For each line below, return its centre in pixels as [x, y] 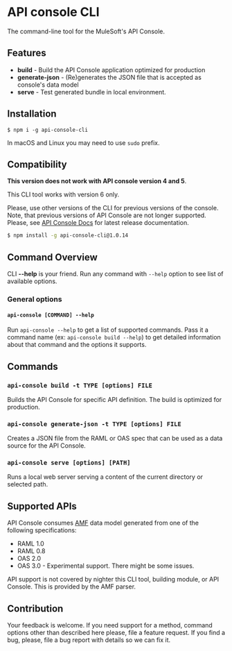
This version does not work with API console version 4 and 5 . [97, 181]
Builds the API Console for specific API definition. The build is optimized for [115, 399]
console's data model [48, 85]
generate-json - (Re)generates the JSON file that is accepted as [109, 77]
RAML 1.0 [31, 544]
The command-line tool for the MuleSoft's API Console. [86, 31]
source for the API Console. [47, 446]
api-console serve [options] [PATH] [69, 463]
